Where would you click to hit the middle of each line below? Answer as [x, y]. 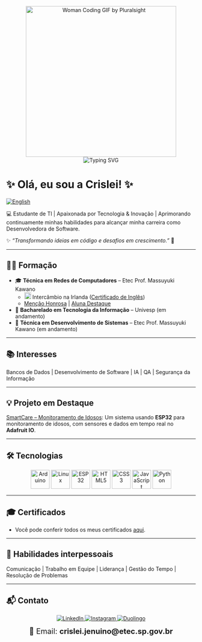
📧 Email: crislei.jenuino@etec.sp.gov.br [101, 631]
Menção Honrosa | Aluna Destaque [67, 303]
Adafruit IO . [21, 430]
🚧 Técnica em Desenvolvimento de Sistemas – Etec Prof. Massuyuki [100, 322]
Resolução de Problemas [37, 575]
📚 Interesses [32, 354]
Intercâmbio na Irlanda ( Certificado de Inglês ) [89, 297]
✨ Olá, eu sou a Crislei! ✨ [70, 185]
